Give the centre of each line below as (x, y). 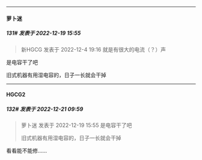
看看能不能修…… (27, 151)
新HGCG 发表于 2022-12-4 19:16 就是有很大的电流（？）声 (93, 49)
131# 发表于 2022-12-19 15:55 (44, 33)
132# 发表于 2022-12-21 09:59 (45, 109)
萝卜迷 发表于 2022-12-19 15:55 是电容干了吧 (76, 125)
